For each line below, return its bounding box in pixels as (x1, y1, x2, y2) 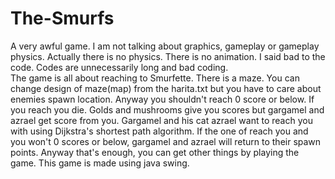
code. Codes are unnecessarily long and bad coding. (10, 61, 229, 73)
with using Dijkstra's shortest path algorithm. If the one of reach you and (10, 125, 309, 137)
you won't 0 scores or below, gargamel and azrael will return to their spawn (10, 135, 322, 147)
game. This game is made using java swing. (10, 157, 190, 169)
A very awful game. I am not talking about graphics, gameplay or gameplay (10, 40, 320, 52)
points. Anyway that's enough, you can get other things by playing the (10, 146, 300, 158)
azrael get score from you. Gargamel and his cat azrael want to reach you (10, 114, 313, 126)
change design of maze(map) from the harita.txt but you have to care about (10, 82, 322, 94)
